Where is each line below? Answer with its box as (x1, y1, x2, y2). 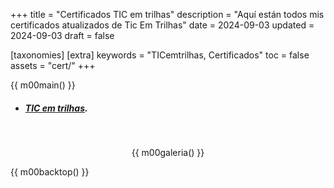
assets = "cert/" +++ (10, 60, 96, 71)
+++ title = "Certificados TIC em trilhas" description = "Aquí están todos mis (10, 9, 325, 20)
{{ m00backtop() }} (10, 165, 90, 178)
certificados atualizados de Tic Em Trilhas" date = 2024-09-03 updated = (10, 19, 315, 31)
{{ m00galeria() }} (131, 146, 205, 158)
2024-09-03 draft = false (10, 30, 115, 41)
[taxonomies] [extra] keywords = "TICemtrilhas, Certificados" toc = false (10, 49, 310, 61)
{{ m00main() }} (10, 79, 76, 91)
